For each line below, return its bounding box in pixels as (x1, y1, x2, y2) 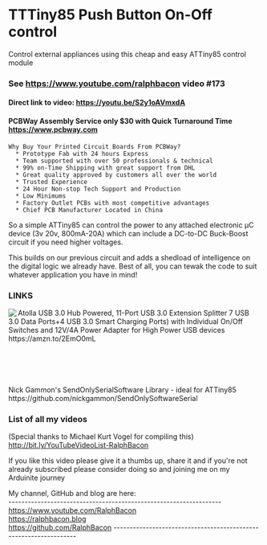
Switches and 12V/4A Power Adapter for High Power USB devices (8, 325, 225, 334)
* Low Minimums (15, 191, 67, 200)
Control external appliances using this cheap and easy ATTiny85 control (8, 49, 247, 59)
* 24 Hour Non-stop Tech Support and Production (15, 185, 181, 193)
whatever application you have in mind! (8, 269, 138, 279)
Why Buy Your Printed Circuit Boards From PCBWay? (8, 142, 181, 150)
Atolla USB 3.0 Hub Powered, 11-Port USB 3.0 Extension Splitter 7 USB (18, 308, 250, 318)
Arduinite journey (8, 473, 66, 483)
